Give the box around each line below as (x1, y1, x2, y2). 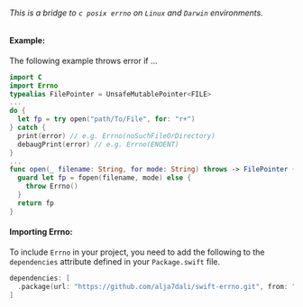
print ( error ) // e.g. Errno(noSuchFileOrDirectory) (17, 131, 216, 140)
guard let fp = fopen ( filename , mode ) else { (17, 173, 192, 182)
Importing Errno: (9, 227, 73, 237)
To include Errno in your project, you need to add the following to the (9, 247, 265, 257)
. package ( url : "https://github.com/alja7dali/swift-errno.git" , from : (17, 282, 289, 291)
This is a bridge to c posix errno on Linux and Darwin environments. (9, 7, 263, 18)
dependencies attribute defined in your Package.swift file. (9, 256, 221, 266)
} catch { (9, 123, 47, 133)
